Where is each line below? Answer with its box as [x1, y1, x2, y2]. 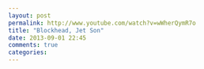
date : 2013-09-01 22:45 [8, 33, 87, 42]
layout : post [8, 11, 51, 20]
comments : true [8, 41, 59, 49]
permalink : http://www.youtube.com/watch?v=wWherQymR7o [8, 19, 196, 27]
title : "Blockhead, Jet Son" [8, 26, 104, 34]
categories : [8, 48, 47, 56]
